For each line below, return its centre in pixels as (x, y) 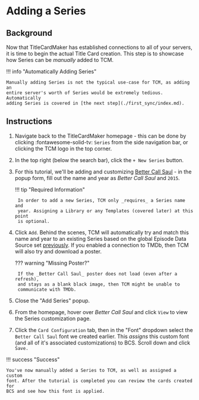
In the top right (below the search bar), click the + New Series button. (99, 160)
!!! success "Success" (33, 359)
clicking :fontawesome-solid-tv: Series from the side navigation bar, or (101, 142)
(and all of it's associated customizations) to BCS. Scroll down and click (102, 342)
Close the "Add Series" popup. (52, 300)
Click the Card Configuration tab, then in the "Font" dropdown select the (104, 330)
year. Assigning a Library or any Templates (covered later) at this (105, 211)
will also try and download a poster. (58, 251)
